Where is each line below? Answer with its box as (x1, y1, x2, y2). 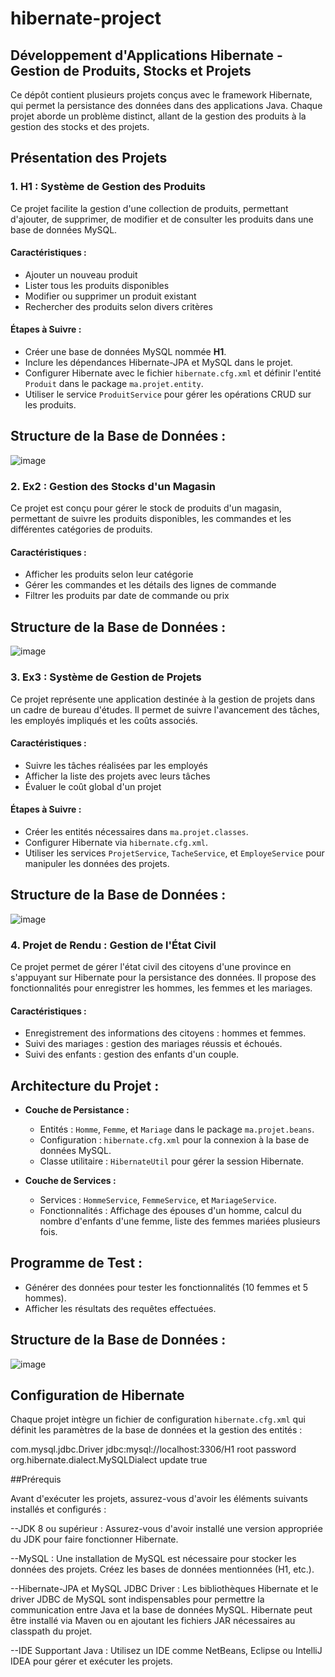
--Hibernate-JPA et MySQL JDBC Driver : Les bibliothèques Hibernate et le (10, 1583, 319, 1595)
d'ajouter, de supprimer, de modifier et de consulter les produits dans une (10, 213, 314, 225)
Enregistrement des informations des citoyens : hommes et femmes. (24, 1027, 307, 1039)
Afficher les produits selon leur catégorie (24, 568, 194, 581)
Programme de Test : (10, 1255, 143, 1272)
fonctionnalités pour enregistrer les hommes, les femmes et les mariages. (10, 982, 313, 994)
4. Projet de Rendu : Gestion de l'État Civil (10, 938, 217, 952)
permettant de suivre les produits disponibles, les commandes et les (10, 513, 292, 525)
